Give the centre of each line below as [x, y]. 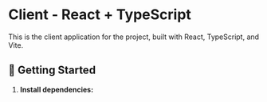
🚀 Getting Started [52, 71]
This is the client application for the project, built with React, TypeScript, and [134, 37]
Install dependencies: [57, 89]
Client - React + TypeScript [100, 15]
